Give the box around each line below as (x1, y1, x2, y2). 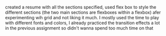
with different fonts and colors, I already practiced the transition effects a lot (5, 20, 160, 26)
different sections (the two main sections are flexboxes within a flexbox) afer (5, 9, 161, 15)
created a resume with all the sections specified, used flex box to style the (5, 4, 157, 10)
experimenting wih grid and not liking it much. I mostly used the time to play (5, 15, 160, 20)
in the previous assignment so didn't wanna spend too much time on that (5, 25, 154, 31)
